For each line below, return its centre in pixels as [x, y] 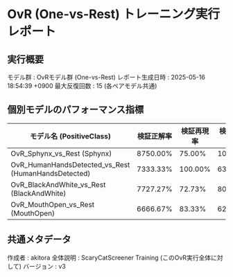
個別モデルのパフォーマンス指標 [76, 110]
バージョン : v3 [44, 266]
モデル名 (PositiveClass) [70, 136]
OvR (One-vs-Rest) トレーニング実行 [114, 14]
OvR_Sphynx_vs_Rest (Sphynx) [61, 153]
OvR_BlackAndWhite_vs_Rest [58, 184]
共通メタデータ [39, 240]
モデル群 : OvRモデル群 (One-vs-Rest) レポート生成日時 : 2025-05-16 [106, 77]
